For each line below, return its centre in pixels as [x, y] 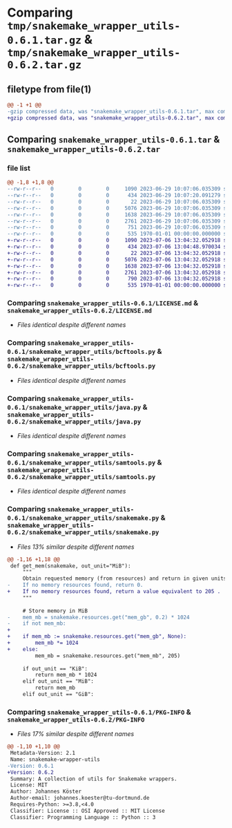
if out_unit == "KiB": [55, 668]
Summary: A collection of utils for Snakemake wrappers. [94, 779]
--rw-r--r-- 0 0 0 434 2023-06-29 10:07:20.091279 [114, 196]
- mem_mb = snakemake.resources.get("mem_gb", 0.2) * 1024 [98, 617]
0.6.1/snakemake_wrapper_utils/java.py [74, 407]
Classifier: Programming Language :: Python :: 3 [83, 817]
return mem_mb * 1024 [66, 675]
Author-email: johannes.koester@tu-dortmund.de [80, 798]
